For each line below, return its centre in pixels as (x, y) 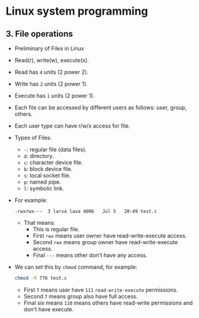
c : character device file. (53, 162)
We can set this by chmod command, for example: (76, 267)
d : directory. (39, 156)
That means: (39, 223)
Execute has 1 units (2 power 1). (55, 96)
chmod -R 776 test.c (41, 278)
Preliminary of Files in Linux (49, 48)
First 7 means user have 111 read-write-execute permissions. (101, 290)
